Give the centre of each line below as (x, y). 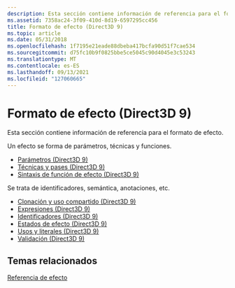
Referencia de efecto (37, 278)
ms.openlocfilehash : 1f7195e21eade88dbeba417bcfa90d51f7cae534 (101, 46)
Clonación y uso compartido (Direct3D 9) (77, 202)
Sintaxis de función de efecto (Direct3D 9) (78, 175)
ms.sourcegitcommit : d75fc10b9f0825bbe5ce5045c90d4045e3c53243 (101, 53)
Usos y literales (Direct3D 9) (58, 231)
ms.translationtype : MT (42, 59)
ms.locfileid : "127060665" (47, 79)
